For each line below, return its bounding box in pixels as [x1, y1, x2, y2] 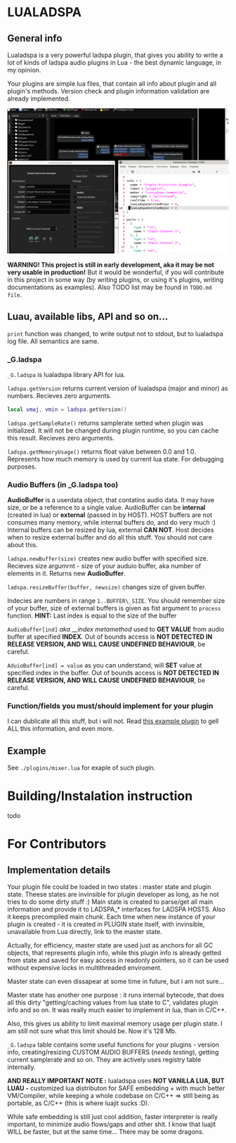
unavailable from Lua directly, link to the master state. [7, 928, 163, 936]
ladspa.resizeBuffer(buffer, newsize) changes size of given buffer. [7, 583, 206, 592]
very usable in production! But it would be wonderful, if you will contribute [7, 268, 225, 276]
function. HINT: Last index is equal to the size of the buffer [7, 611, 177, 620]
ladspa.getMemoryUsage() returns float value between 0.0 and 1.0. [7, 447, 197, 456]
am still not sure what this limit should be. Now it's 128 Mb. [7, 1027, 177, 1035]
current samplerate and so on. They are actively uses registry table [7, 1056, 202, 1064]
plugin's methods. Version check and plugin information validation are [7, 87, 210, 95]
